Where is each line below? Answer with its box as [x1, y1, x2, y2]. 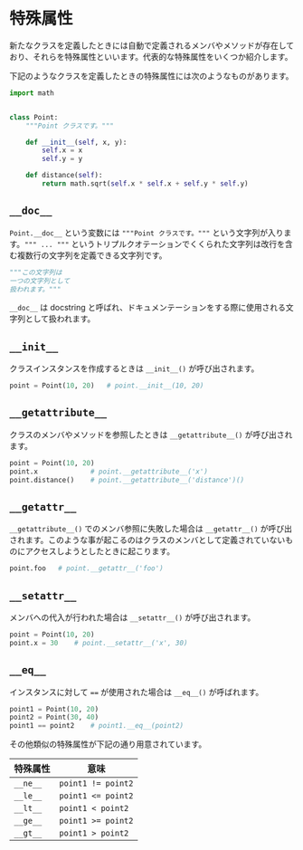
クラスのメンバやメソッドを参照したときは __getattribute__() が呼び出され [9, 429, 293, 440]
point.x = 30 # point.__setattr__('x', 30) [9, 638, 188, 647]
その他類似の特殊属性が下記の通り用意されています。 [9, 739, 207, 750]
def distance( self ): [25, 171, 103, 180]
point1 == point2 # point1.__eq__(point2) [9, 721, 184, 731]
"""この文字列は [9, 268, 62, 277]
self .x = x [42, 146, 83, 155]
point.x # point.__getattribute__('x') [9, 467, 208, 476]
